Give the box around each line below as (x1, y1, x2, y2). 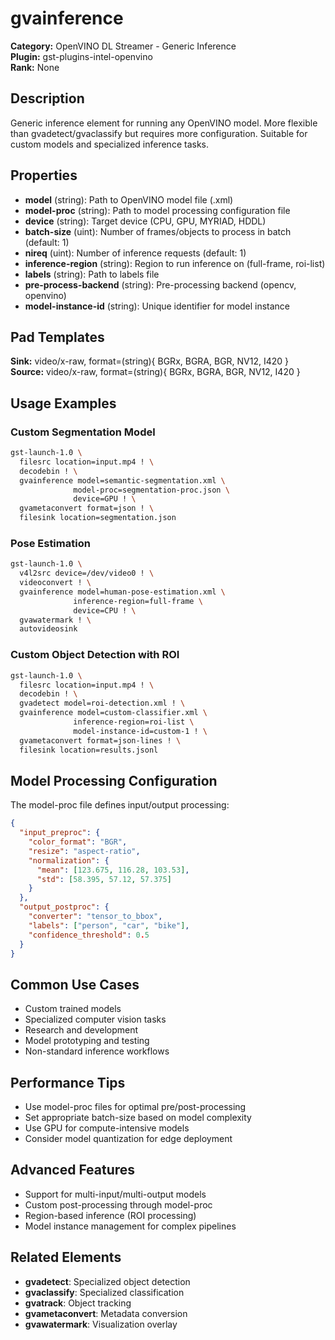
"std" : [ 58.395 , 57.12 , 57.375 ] (36, 874, 172, 884)
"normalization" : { (28, 855, 110, 866)
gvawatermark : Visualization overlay (24, 1318, 178, 1330)
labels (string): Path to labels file (24, 268, 160, 280)
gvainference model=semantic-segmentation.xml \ (19, 475, 226, 486)
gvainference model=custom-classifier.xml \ (19, 708, 208, 718)
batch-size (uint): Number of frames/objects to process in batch (24, 225, 292, 237)
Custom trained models (24, 1003, 122, 1015)
